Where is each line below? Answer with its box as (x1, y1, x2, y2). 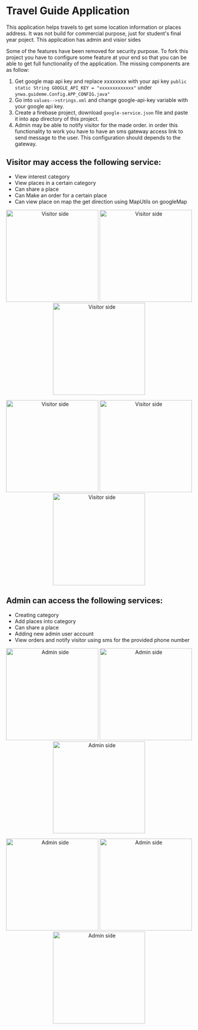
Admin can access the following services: (6, 596, 163, 606)
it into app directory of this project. (14, 115, 99, 122)
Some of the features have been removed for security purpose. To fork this (6, 47, 189, 54)
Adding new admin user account (14, 630, 94, 637)
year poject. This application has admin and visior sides (6, 36, 141, 43)
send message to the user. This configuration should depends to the (14, 134, 181, 141)
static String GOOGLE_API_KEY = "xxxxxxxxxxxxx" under (14, 84, 152, 91)
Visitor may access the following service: (6, 157, 161, 167)
